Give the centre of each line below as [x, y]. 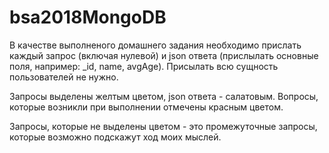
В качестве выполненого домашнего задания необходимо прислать [155, 45]
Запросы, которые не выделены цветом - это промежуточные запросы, [163, 126]
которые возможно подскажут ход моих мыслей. [115, 137]
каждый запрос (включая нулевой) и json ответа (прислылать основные [164, 55]
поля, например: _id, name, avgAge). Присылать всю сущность [144, 66]
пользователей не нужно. [64, 77]
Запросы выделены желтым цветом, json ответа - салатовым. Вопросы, [164, 96]
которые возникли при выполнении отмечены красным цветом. [146, 107]
